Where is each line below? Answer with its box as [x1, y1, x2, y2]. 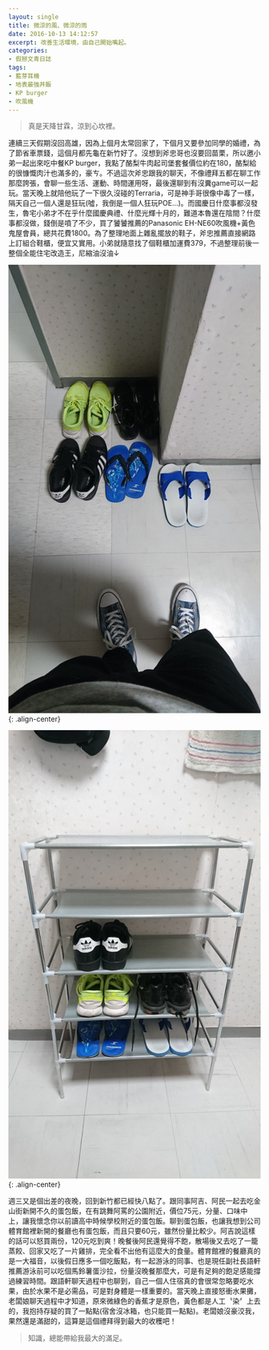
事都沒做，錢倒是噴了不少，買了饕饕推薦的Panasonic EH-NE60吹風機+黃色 [8, 219, 256, 228]
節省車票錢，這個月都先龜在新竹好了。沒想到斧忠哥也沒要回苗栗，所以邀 [14, 148, 254, 158]
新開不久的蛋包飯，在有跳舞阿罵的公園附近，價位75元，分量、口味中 [22, 1206, 248, 1216]
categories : [8, 46, 48, 55]
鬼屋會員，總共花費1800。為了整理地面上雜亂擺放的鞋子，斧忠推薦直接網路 [8, 228, 256, 238]
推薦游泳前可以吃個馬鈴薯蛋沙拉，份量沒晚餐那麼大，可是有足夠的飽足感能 [8, 1266, 254, 1276]
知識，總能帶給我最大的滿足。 [27, 1333, 126, 1343]
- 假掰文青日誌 [8, 55, 52, 63]
